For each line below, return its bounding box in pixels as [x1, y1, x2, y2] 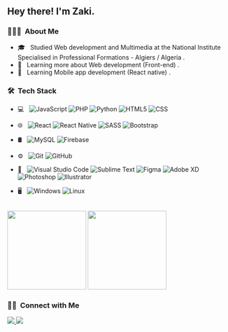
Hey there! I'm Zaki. [7, 6, 95, 18]
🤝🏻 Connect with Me [7, 300, 80, 310]
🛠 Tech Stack [7, 85, 57, 95]
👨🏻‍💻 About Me [7, 27, 59, 36]
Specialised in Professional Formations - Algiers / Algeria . [17, 53, 185, 62]
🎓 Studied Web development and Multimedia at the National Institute [17, 43, 222, 51]
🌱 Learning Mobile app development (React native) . [17, 68, 171, 76]
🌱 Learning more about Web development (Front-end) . [17, 60, 180, 69]
